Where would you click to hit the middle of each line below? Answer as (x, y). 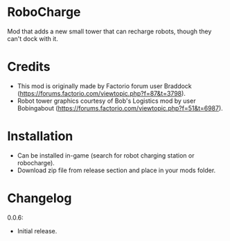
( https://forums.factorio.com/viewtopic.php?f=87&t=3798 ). (101, 93)
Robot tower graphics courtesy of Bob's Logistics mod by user (106, 101)
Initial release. (37, 231)
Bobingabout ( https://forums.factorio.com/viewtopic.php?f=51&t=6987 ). (120, 108)
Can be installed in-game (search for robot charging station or (106, 155)
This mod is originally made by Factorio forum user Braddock (104, 86)
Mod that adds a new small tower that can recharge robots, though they (109, 31)
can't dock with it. (33, 38)
